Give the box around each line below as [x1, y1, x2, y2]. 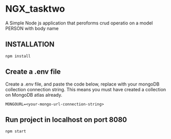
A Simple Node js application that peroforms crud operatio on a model [5, 20, 153, 26]
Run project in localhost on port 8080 [5, 115, 127, 124]
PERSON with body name [5, 25, 59, 31]
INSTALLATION [5, 40, 55, 49]
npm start [5, 129, 27, 134]
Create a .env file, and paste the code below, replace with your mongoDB [5, 81, 160, 87]
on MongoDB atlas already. [5, 92, 62, 98]
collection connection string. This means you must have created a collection [5, 86, 166, 92]
